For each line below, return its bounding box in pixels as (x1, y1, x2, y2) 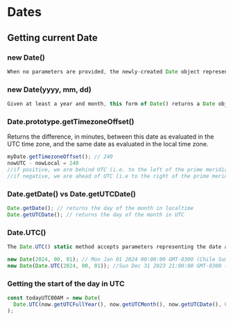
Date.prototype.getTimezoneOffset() (7, 116, 135, 126)
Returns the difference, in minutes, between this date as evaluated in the (7, 132, 214, 141)
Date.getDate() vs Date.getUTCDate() (7, 189, 137, 198)
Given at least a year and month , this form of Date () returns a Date (7, 101, 216, 107)
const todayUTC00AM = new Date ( (7, 294, 101, 302)
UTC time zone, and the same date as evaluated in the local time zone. (7, 140, 209, 148)
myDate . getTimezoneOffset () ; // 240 (7, 153, 113, 160)
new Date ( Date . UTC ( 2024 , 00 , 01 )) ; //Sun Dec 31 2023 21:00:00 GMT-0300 (7, 262, 222, 269)
